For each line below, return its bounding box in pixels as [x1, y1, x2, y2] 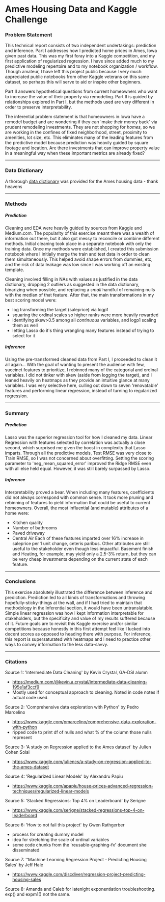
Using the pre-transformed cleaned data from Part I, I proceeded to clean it [5, 356, 157, 362]
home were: [5, 510, 29, 516]
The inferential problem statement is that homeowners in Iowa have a [5, 114, 145, 120]
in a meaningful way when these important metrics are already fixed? [5, 150, 145, 156]
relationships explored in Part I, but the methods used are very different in [5, 99, 155, 105]
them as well [12, 322, 38, 328]
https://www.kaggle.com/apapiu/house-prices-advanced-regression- [12, 783, 154, 789]
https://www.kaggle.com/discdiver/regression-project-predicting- [12, 872, 146, 877]
